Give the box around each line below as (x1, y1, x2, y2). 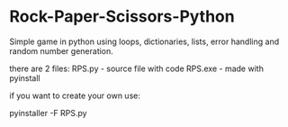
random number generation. (9, 45, 114, 56)
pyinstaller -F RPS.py (9, 107, 87, 118)
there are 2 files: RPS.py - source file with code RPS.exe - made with (9, 63, 264, 74)
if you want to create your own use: (9, 90, 141, 101)
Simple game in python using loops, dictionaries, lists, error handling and (9, 36, 280, 47)
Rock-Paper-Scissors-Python (9, 6, 236, 27)
